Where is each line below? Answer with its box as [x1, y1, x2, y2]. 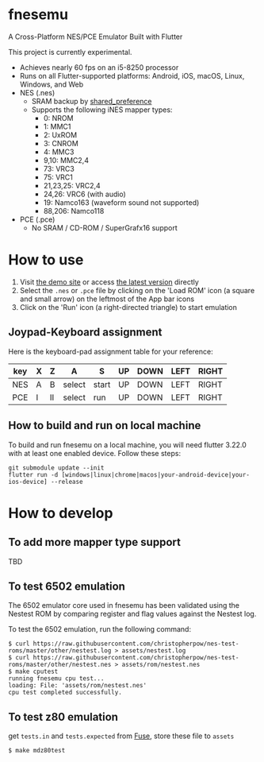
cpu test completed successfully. [8, 689, 123, 697]
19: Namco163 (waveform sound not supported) [43, 197, 200, 207]
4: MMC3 [43, 147, 75, 157]
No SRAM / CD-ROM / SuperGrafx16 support [31, 222, 178, 232]
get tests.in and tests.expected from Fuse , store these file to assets [8, 731, 235, 741]
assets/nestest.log [121, 647, 186, 655]
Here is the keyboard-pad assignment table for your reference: [8, 346, 213, 356]
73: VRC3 [43, 164, 75, 173]
